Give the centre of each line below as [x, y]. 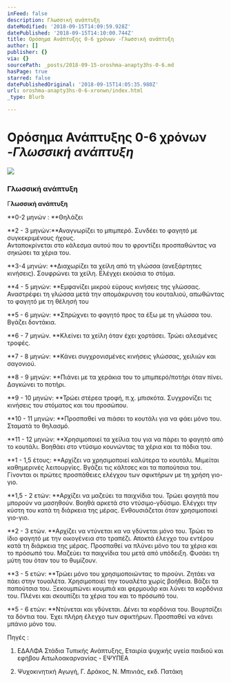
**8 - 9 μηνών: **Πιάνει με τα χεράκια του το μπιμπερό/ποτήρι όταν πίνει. [115, 377]
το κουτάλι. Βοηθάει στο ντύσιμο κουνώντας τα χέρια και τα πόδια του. [110, 447]
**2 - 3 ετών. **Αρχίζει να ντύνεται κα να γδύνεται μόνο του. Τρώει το [110, 531]
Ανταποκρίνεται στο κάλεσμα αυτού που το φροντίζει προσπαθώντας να [112, 246]
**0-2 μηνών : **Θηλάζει [45, 217]
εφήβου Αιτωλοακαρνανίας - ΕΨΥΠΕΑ [73, 658]
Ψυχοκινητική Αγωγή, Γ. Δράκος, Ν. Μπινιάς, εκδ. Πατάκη [100, 672]
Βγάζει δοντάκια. [32, 322]
